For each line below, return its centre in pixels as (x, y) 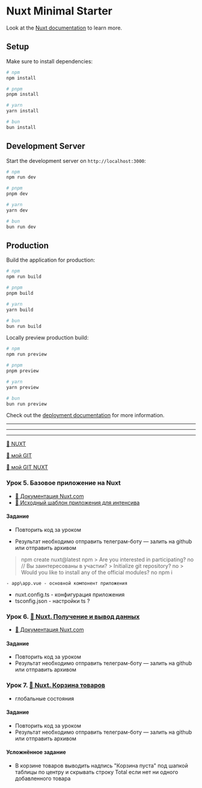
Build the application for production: (50, 260)
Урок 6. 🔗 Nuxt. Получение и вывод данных (73, 616)
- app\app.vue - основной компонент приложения (67, 583)
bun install (21, 127)
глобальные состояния (44, 698)
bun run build (24, 326)
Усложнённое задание (36, 752)
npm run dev (21, 177)
